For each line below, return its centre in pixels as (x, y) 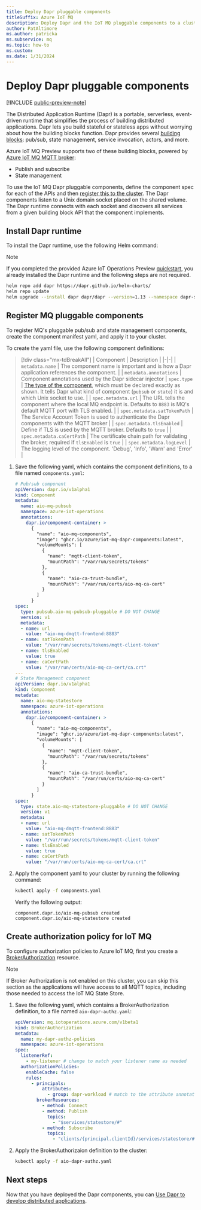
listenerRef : (37, 1056)
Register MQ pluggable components (75, 316)
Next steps (27, 1180)
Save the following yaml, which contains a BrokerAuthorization (92, 1005)
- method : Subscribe (67, 1128)
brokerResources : (58, 1100)
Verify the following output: (48, 902)
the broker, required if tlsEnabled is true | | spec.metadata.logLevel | (106, 442)
